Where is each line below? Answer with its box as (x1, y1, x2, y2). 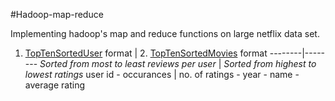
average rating (24, 79, 85, 91)
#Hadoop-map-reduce (10, 9, 104, 20)
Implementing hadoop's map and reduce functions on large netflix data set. (10, 28, 320, 39)
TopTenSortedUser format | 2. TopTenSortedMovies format (24, 47, 268, 59)
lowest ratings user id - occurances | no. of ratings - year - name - (24, 69, 300, 80)
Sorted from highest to (223, 58, 317, 69)
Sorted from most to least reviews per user (39, 58, 217, 69)
